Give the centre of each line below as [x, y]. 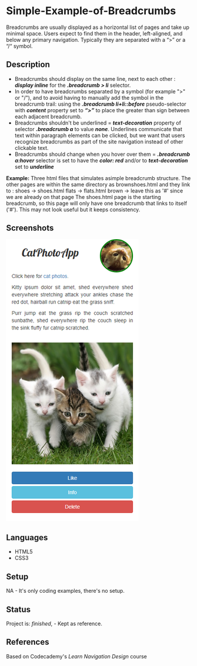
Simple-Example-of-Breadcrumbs [91, 11]
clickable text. [31, 148]
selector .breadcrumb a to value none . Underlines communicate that [98, 129]
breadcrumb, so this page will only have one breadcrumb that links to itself [96, 203]
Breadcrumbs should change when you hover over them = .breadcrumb [102, 154]
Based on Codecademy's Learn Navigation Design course [76, 656]
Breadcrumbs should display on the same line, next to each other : [95, 79]
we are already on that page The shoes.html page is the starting [84, 197]
